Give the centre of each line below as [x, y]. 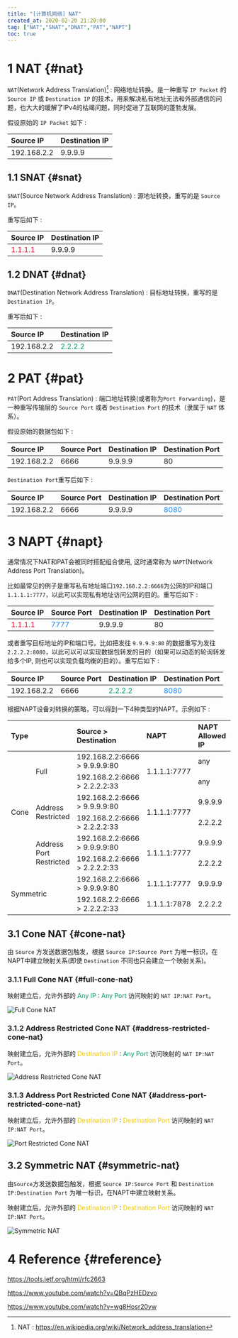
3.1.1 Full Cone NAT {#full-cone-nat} [70, 980]
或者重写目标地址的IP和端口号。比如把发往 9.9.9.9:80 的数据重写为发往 [112, 643]
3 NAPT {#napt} [56, 541]
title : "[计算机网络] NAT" [44, 14]
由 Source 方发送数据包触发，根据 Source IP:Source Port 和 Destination [110, 1183]
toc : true [22, 34]
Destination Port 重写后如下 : [50, 480]
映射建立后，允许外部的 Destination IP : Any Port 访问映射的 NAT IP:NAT [111, 1053]
